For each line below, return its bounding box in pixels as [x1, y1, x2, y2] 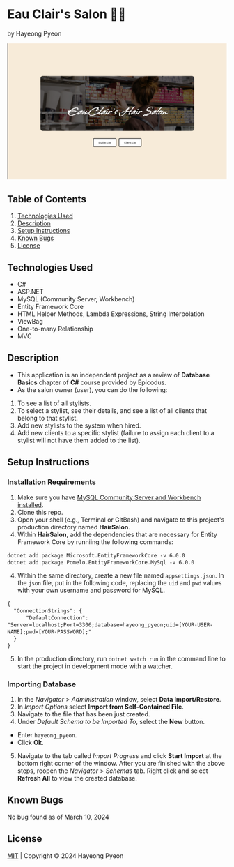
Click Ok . [17, 738, 44, 746]
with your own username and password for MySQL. [17, 586, 166, 594]
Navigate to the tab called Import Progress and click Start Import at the [17, 751, 222, 760]
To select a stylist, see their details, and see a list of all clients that [17, 406, 208, 414]
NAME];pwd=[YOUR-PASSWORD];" [7, 628, 92, 635]
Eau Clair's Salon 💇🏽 [7, 6, 127, 22]
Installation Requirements [7, 477, 96, 487]
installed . [17, 500, 44, 508]
